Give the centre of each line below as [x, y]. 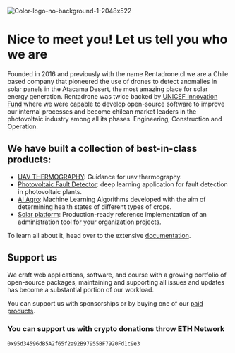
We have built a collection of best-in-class [102, 149]
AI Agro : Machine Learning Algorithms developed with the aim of [112, 199]
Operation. [23, 126]
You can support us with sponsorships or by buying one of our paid [105, 303]
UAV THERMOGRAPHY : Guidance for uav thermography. [100, 176]
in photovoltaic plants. [50, 191]
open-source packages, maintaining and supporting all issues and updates [116, 282]
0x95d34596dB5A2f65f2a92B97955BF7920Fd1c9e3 [74, 343]
